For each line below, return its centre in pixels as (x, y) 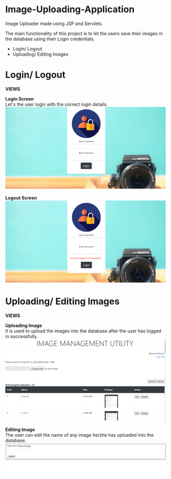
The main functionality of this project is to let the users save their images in (84, 33)
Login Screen (20, 99)
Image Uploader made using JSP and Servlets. (54, 23)
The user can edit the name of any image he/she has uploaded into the (80, 435)
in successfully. (22, 336)
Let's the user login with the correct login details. (56, 104)
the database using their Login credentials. (50, 39)
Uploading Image (24, 325)
